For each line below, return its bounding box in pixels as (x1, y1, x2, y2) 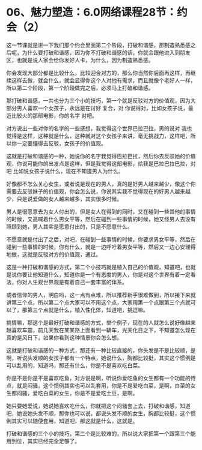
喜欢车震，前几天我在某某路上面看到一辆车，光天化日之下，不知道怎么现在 (11, 326, 196, 334)
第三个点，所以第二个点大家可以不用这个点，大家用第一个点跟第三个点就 (11, 298, 191, 306)
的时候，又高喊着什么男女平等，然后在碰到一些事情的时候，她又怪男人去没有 (6, 215, 196, 223)
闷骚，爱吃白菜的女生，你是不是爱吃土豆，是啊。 (16, 389, 138, 397)
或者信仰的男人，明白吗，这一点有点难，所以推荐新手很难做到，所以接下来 (6, 291, 191, 298)
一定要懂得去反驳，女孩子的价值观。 (16, 139, 106, 147)
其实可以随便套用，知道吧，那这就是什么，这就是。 (11, 417, 138, 424)
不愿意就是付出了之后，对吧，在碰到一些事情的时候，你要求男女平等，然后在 (6, 235, 196, 243)
